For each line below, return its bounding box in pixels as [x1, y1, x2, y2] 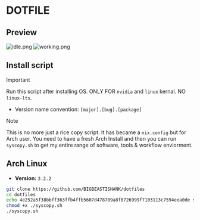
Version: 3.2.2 [14, 174, 52, 182]
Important [6, 76, 30, 83]
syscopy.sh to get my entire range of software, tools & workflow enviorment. [6, 141, 193, 148]
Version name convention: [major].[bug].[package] [14, 106, 142, 113]
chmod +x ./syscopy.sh [6, 203, 62, 209]
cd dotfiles [6, 191, 36, 197]
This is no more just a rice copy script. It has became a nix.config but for [6, 129, 186, 136]
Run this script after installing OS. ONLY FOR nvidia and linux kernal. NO [6, 88, 186, 95]
